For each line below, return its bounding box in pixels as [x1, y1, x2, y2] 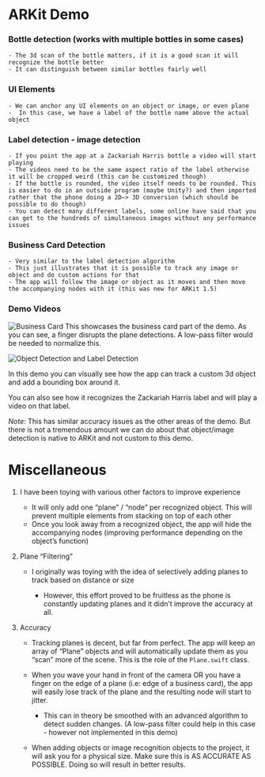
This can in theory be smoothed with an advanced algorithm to [43, 711, 248, 720]
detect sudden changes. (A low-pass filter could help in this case [43, 718, 256, 729]
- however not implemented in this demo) [43, 727, 178, 737]
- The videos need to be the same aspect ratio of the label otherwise [8, 166, 249, 174]
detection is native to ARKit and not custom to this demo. [8, 433, 194, 442]
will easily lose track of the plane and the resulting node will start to [31, 687, 252, 696]
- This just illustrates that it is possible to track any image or [8, 264, 239, 272]
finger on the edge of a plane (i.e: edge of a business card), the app [31, 678, 253, 688]
